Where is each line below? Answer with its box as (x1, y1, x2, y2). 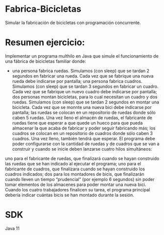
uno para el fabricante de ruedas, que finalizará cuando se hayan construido (5, 156, 160, 161)
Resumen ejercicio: (5, 37, 85, 48)
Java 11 (5, 225, 20, 231)
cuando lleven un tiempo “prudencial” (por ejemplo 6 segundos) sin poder (5, 176, 155, 182)
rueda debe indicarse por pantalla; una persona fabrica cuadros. (12, 78, 142, 84)
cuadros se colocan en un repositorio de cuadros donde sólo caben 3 (12, 130, 153, 136)
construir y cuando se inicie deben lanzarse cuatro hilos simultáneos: (12, 146, 152, 152)
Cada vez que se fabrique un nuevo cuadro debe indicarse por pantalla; (12, 88, 158, 94)
